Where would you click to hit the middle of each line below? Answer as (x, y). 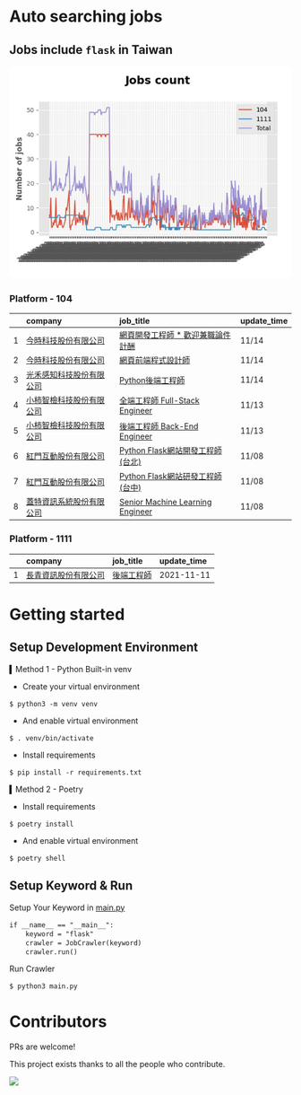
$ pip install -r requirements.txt (76, 772)
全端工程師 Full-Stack (159, 400)
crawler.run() (52, 952)
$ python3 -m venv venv (54, 704)
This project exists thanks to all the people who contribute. (117, 1064)
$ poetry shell (38, 858)
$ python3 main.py (43, 986)
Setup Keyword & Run (71, 886)
